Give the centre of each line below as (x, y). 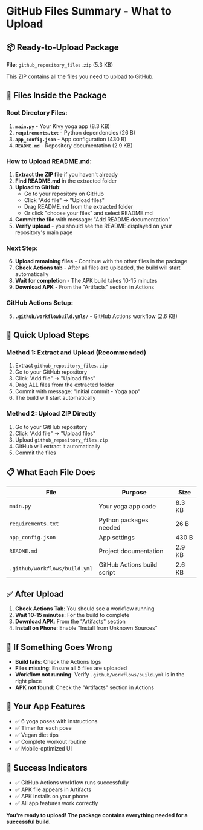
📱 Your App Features (46, 707)
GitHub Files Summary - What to (89, 11)
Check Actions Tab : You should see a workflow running (85, 609)
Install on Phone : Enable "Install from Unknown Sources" (86, 628)
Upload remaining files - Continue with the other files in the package (101, 261)
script (107, 573)
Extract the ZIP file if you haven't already (66, 174)
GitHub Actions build (128, 565)
